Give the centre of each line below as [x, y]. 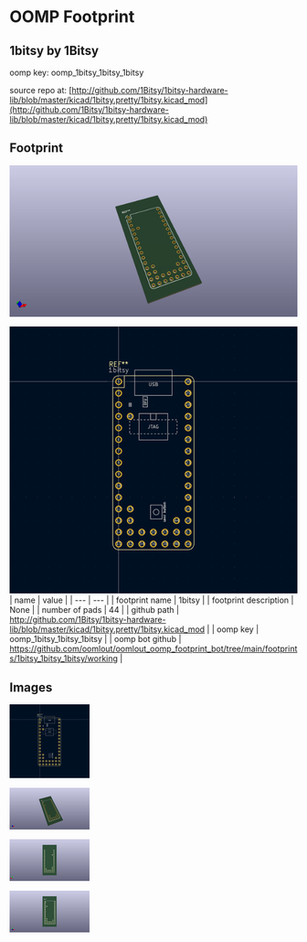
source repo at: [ [41, 90]
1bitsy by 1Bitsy [54, 51]
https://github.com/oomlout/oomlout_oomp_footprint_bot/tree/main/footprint [153, 649]
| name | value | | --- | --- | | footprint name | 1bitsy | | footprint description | [152, 600]
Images [31, 687]
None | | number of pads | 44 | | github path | [95, 610]
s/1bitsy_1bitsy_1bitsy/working [64, 658]
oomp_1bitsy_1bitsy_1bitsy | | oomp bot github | [95, 639]
